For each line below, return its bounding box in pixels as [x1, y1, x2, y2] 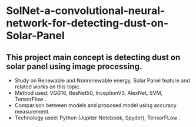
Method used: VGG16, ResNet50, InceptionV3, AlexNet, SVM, [14, 90, 163, 96]
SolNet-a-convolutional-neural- [6, 4, 165, 18]
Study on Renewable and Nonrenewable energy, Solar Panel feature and [14, 77, 190, 84]
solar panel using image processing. [6, 61, 142, 71]
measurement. [14, 108, 50, 115]
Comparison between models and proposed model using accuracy [14, 102, 177, 109]
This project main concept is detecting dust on [6, 52, 181, 62]
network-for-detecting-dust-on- [6, 16, 169, 30]
